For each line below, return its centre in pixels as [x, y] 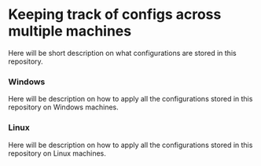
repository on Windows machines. [64, 107]
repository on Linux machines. [57, 153]
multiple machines [70, 31]
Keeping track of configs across [115, 15]
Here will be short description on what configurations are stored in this [123, 53]
